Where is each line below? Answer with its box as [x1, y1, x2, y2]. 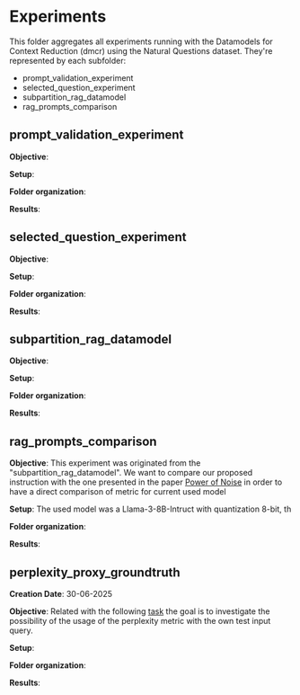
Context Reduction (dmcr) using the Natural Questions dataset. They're [9, 45, 273, 56]
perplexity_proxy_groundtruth [9, 565, 181, 580]
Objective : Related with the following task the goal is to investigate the [9, 606, 270, 617]
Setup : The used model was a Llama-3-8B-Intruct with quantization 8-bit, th [9, 503, 292, 514]
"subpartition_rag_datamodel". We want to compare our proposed [9, 468, 253, 478]
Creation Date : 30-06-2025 [9, 589, 113, 599]
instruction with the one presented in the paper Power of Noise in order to [9, 477, 283, 487]
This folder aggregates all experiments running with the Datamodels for [9, 36, 274, 47]
